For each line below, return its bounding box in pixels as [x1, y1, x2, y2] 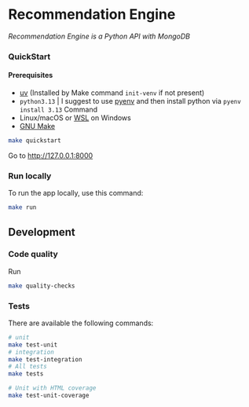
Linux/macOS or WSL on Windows [19, 113, 131, 123]
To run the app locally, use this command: [8, 189, 144, 198]
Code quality [8, 249, 59, 260]
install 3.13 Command [19, 104, 98, 115]
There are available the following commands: [8, 318, 154, 328]
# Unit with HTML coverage [8, 384, 97, 392]
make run [8, 203, 37, 211]
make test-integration [8, 355, 82, 363]
